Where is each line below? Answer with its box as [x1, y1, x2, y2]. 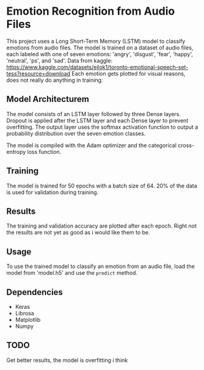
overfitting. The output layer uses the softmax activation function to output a [6, 123, 199, 131]
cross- [178, 142, 194, 149]
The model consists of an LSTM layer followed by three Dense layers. [6, 110, 181, 117]
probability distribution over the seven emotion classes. [6, 129, 146, 137]
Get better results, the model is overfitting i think [6, 356, 128, 364]
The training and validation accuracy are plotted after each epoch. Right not [6, 222, 197, 230]
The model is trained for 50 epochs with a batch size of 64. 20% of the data [6, 182, 197, 189]
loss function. [27, 148, 62, 155]
